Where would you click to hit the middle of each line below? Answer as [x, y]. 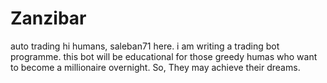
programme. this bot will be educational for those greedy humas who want [164, 56]
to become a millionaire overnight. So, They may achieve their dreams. [155, 67]
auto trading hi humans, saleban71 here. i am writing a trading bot [145, 46]
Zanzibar [48, 18]
